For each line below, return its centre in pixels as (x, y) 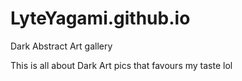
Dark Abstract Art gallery (61, 46)
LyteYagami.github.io (100, 18)
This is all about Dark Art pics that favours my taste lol (121, 65)
